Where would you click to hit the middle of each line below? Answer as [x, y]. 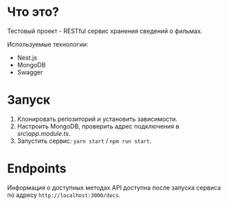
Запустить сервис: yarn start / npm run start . [84, 141]
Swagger [30, 72]
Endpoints [37, 169]
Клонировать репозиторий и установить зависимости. [97, 119]
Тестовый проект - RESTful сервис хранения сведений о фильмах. [105, 31]
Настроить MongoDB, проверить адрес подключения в [98, 126]
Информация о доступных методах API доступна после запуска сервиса [114, 187]
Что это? [33, 12]
